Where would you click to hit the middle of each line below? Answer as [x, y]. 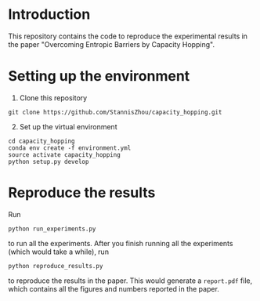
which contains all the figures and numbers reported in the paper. [114, 288]
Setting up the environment [99, 76]
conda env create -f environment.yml [70, 148]
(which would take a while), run [59, 252]
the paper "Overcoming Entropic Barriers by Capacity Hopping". [112, 44]
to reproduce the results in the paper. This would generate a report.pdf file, [130, 281]
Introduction [49, 15]
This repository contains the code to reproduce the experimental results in [128, 36]
